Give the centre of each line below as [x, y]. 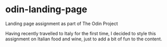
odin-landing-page [46, 9]
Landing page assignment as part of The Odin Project [62, 24]
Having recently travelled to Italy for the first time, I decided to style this [81, 33]
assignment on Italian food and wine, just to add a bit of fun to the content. [84, 39]
